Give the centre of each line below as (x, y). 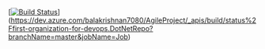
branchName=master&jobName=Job (68, 37)
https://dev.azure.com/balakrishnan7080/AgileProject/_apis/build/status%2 (134, 20)
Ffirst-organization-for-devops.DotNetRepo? (81, 28)
